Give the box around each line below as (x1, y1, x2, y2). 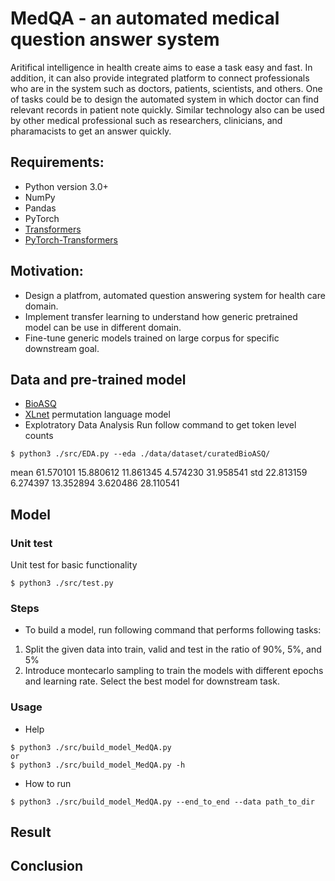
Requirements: (10, 154, 105, 171)
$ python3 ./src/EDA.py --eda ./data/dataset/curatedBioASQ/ (10, 449, 271, 459)
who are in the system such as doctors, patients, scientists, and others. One (10, 82, 323, 94)
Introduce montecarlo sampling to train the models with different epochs (24, 665, 324, 677)
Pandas (24, 202, 57, 214)
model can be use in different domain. (24, 321, 182, 333)
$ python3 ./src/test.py (10, 578, 114, 589)
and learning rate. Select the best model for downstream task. (24, 675, 280, 687)
